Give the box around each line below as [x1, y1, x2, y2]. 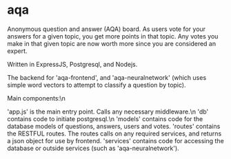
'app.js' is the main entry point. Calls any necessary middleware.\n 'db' [7, 107, 209, 116]
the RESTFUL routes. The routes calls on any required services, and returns [7, 129, 222, 138]
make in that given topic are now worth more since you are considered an [7, 39, 216, 47]
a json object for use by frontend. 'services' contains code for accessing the [7, 136, 224, 145]
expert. [7, 47, 28, 55]
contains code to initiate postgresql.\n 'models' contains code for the [7, 114, 203, 123]
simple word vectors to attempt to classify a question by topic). [7, 81, 186, 89]
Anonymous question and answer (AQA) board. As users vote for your [7, 25, 205, 33]
